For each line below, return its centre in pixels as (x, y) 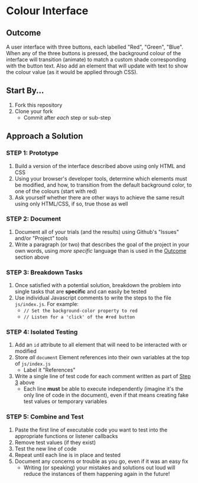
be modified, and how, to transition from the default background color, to (103, 185)
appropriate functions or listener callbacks (66, 436)
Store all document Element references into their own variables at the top (102, 358)
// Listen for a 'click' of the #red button (79, 317)
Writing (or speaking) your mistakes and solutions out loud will (99, 467)
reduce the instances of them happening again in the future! (97, 474)
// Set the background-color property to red (80, 311)
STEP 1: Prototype (33, 153)
